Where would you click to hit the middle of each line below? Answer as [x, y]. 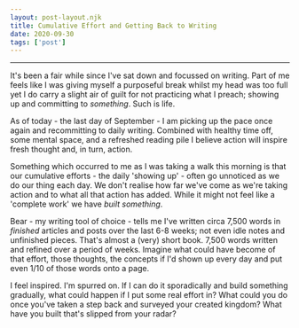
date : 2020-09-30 [42, 34]
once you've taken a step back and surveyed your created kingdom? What [146, 305]
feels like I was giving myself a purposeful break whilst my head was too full [149, 85]
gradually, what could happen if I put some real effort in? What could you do [149, 295]
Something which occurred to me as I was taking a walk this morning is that [148, 167]
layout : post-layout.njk [56, 17]
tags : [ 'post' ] [38, 42]
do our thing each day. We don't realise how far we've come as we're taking [149, 185]
